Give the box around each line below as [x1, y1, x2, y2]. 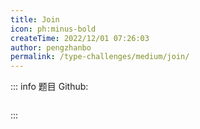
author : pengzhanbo [10, 42, 92, 53]
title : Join [10, 14, 60, 25]
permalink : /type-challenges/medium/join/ [10, 52, 190, 62]
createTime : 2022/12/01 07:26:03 [10, 33, 150, 43]
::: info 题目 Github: [10, 81, 89, 93]
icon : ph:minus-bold [10, 24, 97, 34]
